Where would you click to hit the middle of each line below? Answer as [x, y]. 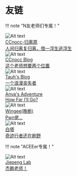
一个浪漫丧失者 [21, 83]
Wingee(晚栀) [20, 111]
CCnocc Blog [19, 59]
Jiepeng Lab [18, 162]
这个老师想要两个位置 [27, 65]
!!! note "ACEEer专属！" [30, 146]
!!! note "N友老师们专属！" [32, 26]
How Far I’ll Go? [22, 99]
